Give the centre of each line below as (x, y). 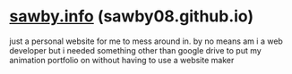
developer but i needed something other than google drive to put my (135, 50)
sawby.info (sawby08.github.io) (131, 16)
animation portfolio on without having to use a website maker (122, 60)
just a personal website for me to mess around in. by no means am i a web (146, 41)
